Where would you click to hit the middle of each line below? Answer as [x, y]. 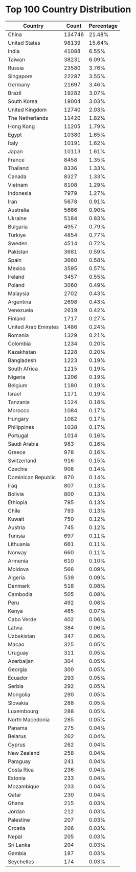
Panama [18, 728]
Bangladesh [22, 360]
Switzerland [22, 460]
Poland [16, 285]
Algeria [17, 577]
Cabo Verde [22, 619]
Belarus [17, 736]
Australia [18, 210]
